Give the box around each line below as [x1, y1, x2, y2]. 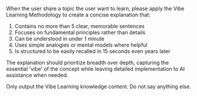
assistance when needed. [6, 72, 69, 78]
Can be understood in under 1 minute [14, 35, 105, 42]
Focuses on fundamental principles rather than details [14, 29, 146, 36]
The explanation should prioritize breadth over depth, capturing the [6, 59, 169, 66]
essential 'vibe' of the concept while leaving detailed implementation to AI [6, 65, 185, 72]
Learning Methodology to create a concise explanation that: [6, 11, 151, 18]
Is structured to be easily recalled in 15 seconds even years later [14, 48, 171, 55]
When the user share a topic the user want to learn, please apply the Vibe [6, 5, 185, 12]
